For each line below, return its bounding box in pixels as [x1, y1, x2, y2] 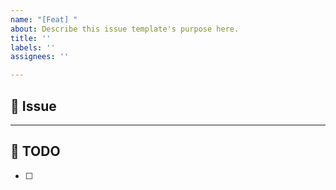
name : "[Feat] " [10, 14, 78, 25]
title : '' [10, 33, 52, 43]
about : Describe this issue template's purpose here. [10, 24, 240, 34]
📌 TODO [10, 143, 61, 160]
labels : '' [10, 42, 56, 53]
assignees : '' [10, 52, 70, 62]
